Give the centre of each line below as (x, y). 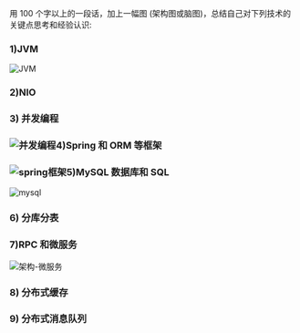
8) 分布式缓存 (39, 292)
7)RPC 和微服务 (43, 245)
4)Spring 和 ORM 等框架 (109, 146)
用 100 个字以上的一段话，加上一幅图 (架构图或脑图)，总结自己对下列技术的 (150, 13)
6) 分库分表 (34, 218)
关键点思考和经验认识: (51, 25)
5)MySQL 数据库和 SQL (118, 172)
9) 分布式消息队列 (48, 319)
